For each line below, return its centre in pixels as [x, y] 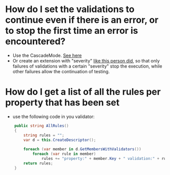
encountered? [35, 42]
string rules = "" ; [44, 135]
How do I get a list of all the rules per [83, 92]
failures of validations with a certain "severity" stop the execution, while [87, 66]
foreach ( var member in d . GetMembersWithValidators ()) [82, 149]
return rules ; [38, 163]
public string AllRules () [42, 126]
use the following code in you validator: [54, 116]
